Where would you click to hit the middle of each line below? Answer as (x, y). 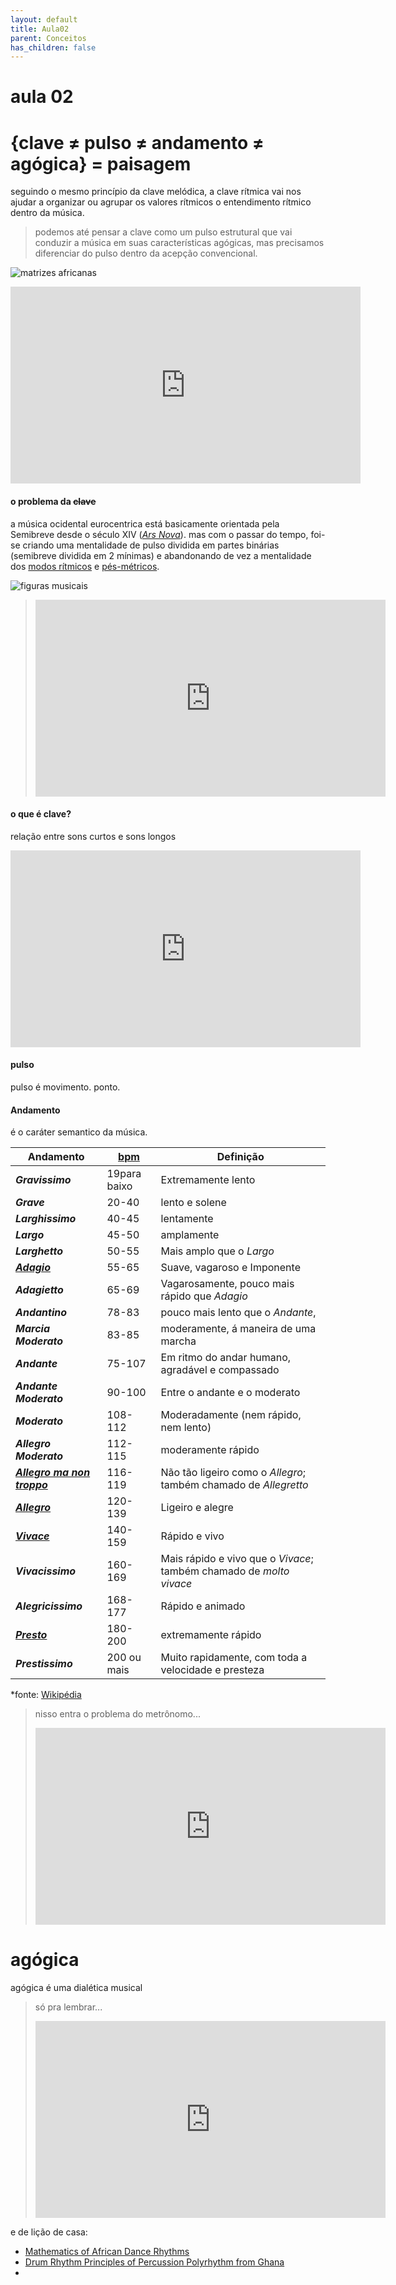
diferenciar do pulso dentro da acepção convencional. (146, 253)
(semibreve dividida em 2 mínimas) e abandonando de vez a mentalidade (161, 555)
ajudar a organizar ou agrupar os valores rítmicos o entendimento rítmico (161, 202)
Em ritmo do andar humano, (226, 1358)
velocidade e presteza (212, 1670)
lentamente (187, 1219)
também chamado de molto (225, 1571)
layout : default (44, 19)
